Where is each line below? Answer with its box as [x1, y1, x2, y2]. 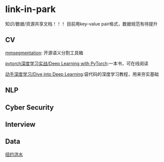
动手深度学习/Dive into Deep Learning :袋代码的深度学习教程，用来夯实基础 [5, 71, 159, 77]
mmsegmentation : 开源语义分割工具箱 [5, 49, 84, 56]
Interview [5, 120, 36, 129]
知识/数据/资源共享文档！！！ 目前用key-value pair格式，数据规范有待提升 [5, 21, 158, 27]
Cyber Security [5, 103, 54, 112]
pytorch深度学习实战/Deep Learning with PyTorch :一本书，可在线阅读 [5, 60, 149, 66]
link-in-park [5, 4, 56, 15]
